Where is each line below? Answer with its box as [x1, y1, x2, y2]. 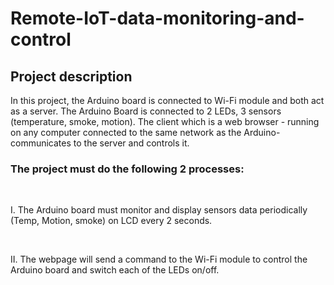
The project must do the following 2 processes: [10, 162, 245, 176]
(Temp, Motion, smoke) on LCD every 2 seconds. [10, 215, 213, 227]
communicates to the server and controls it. [10, 137, 190, 149]
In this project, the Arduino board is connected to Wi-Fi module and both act [10, 95, 325, 106]
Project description [10, 68, 133, 85]
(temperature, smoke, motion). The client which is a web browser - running [10, 116, 320, 127]
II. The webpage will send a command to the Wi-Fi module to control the [10, 253, 308, 266]
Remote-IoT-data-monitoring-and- [10, 7, 305, 30]
